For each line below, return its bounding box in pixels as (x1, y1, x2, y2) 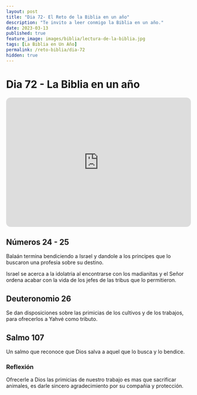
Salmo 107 (6, 333, 45, 343)
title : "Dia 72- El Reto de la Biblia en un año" (6, 14, 130, 20)
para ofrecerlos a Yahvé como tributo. (6, 316, 98, 323)
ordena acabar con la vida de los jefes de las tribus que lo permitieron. (6, 277, 177, 284)
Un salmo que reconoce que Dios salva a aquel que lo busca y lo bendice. (6, 348, 185, 355)
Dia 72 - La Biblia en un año (6, 78, 140, 91)
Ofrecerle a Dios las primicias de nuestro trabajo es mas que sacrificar (6, 376, 176, 383)
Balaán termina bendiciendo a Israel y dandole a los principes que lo (6, 253, 171, 260)
